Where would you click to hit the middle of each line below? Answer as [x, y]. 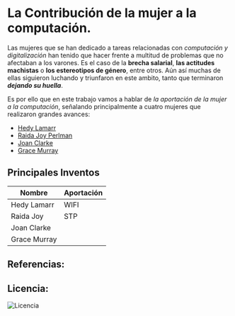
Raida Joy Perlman [45, 135]
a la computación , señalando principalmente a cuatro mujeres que [104, 106]
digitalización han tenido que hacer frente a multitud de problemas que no [116, 55]
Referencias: [36, 265]
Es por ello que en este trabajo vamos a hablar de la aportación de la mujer [117, 99]
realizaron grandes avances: [49, 114]
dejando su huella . [35, 85]
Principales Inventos [54, 173]
